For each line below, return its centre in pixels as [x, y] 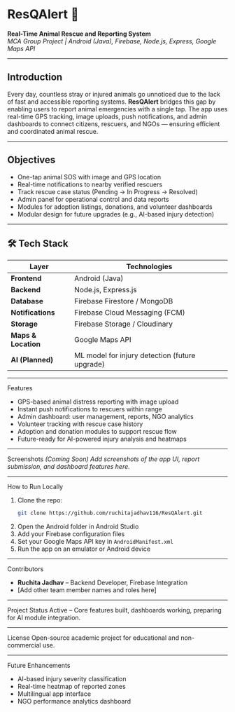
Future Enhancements [39, 666]
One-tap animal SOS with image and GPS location [89, 177]
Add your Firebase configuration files [71, 534]
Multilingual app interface [54, 694]
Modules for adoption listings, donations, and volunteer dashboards [115, 207]
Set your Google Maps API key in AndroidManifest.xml [95, 542]
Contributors [26, 569]
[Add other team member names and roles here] [87, 590]
